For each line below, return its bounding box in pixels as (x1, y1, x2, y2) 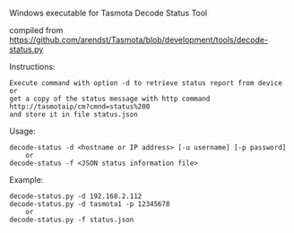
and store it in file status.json (9, 110, 139, 119)
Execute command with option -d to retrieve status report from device (9, 79, 282, 88)
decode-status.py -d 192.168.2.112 (9, 192, 143, 201)
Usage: (9, 125, 36, 136)
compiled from (9, 25, 64, 35)
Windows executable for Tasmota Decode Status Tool (9, 8, 208, 18)
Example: (9, 175, 44, 185)
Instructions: (9, 62, 56, 72)
